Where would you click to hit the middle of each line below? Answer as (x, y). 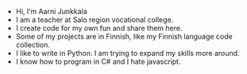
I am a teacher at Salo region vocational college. (95, 20)
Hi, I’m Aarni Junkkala (51, 11)
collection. (33, 45)
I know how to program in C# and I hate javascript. (98, 61)
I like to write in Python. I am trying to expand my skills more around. (127, 53)
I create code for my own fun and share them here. (99, 28)
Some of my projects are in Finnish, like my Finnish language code (124, 36)
